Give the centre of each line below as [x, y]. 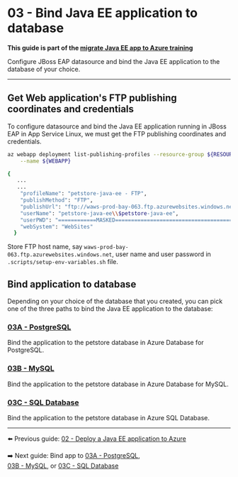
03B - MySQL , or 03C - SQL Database [63, 466]
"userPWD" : [36, 220]
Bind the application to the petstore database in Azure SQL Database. [109, 417]
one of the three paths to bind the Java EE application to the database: [110, 309]
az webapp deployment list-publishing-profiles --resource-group [106, 154]
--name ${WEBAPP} [46, 161]
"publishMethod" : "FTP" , [57, 200]
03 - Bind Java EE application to [103, 13]
